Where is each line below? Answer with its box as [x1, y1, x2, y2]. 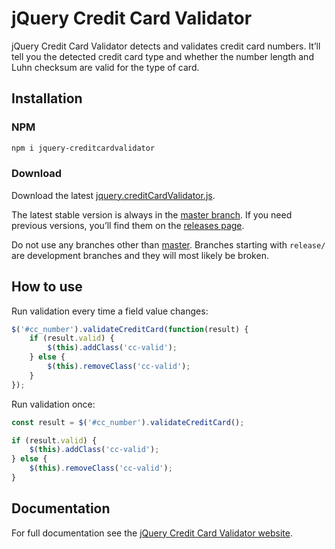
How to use [11, 278, 83, 296]
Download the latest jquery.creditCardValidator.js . [11, 189, 216, 201]
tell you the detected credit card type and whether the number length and [11, 50, 314, 62]
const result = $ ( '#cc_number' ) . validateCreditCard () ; [11, 417, 245, 427]
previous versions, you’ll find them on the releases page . [11, 219, 245, 231]
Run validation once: [11, 398, 96, 410]
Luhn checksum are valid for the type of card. [11, 61, 200, 73]
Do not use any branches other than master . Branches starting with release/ [11, 238, 326, 251]
